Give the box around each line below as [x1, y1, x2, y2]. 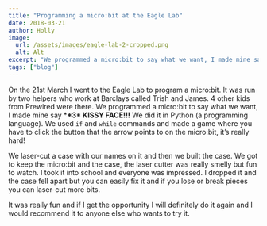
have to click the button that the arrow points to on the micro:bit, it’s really [8, 127, 250, 136]
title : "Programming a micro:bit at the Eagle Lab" [8, 11, 183, 20]
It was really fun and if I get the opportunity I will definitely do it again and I [8, 200, 253, 209]
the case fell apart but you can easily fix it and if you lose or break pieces [8, 176, 248, 186]
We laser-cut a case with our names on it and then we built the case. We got [8, 151, 258, 160]
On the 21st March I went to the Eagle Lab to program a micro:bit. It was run [8, 85, 256, 94]
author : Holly [8, 26, 56, 34]
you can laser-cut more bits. [8, 184, 101, 194]
